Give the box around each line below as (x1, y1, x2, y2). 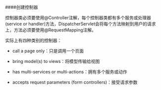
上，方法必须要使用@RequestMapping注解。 (5, 27, 97, 33)
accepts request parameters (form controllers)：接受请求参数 (12, 79, 138, 85)
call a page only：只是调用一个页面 (12, 48, 84, 54)
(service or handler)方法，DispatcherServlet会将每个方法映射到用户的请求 (5, 21, 156, 27)
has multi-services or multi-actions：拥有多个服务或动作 (12, 69, 127, 75)
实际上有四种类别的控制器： (5, 37, 62, 43)
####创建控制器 (5, 4, 38, 10)
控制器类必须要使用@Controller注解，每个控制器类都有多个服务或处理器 (5, 15, 151, 21)
